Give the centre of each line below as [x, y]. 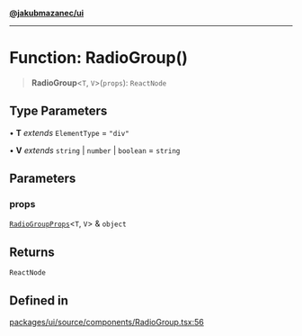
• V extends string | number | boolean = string [95, 150]
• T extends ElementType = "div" [70, 132]
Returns [32, 252]
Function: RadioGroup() [99, 58]
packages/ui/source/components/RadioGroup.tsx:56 [107, 322]
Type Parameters [58, 111]
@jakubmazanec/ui [47, 13]
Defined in [39, 300]
